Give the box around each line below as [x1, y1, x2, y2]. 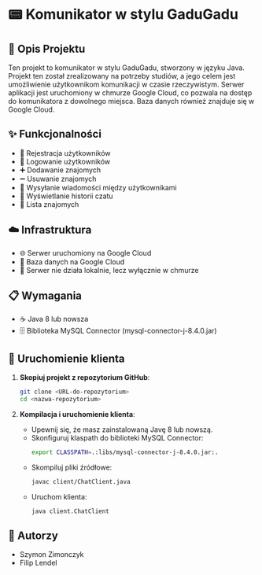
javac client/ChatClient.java [31, 477, 131, 485]
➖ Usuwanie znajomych [19, 174, 97, 183]
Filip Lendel [19, 558, 57, 568]
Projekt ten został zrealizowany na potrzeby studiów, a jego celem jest [8, 72, 236, 80]
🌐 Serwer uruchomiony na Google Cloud [19, 248, 152, 257]
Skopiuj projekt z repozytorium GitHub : [19, 373, 150, 382]
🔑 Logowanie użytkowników [19, 157, 111, 166]
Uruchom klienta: [31, 492, 87, 501]
